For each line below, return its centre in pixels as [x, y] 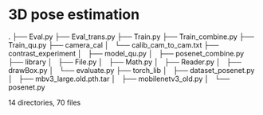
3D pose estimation [74, 15]
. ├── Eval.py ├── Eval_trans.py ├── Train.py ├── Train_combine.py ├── [131, 36]
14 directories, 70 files [45, 102]
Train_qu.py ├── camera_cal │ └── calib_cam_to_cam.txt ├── [114, 44]
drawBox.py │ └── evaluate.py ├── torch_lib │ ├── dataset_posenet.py [131, 70]
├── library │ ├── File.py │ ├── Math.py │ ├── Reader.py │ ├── [125, 62]
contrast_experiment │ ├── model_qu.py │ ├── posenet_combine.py [126, 53]
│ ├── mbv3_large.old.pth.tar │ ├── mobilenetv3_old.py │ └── [119, 79]
